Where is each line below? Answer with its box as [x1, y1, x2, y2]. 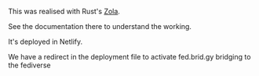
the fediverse [8, 60, 51, 70]
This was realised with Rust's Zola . [8, 7, 120, 16]
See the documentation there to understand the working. [8, 22, 192, 31]
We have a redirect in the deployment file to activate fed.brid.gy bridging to [8, 52, 251, 61]
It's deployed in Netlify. [8, 37, 83, 46]
